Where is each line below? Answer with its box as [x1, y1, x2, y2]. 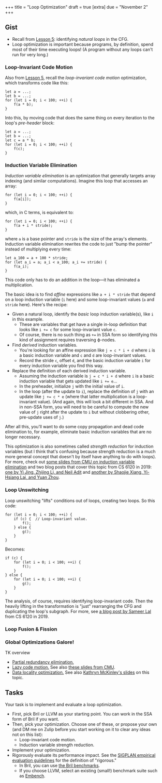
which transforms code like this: [5, 80, 69, 86]
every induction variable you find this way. [19, 363, 104, 368]
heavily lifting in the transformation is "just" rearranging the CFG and [5, 603, 142, 609]
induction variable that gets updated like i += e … [19, 378, 118, 384]
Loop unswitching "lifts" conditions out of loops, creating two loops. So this [5, 498, 155, 503]
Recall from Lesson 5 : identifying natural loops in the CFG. [12, 36, 129, 42]
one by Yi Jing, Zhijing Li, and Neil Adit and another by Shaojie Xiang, [5, 469, 143, 475]
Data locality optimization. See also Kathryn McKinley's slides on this [12, 669, 150, 675]
